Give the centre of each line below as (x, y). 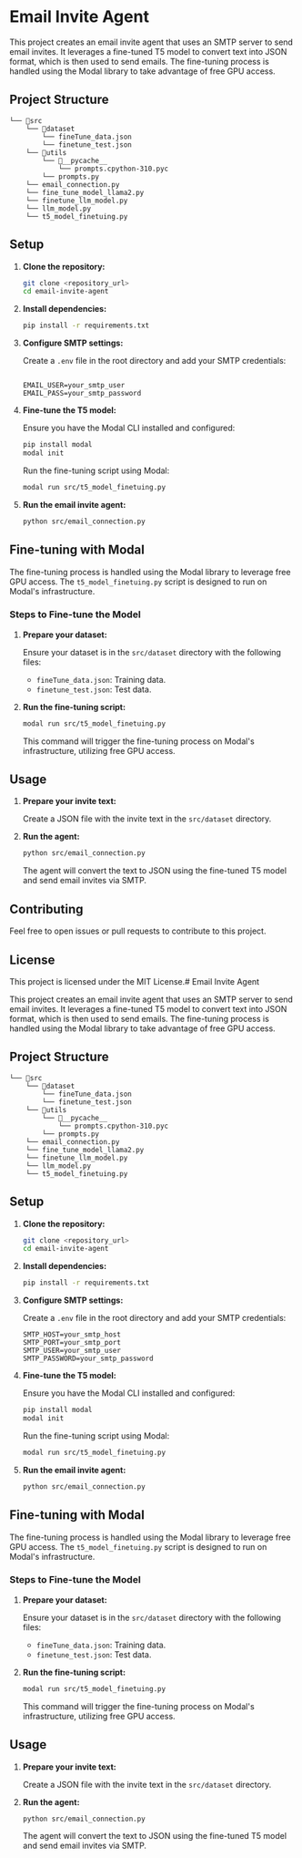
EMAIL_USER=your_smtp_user (74, 386)
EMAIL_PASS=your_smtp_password (82, 394)
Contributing (46, 909)
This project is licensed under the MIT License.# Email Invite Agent (135, 981)
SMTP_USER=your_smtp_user (71, 1351)
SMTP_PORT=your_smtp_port (71, 1343)
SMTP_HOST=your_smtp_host (71, 1335)
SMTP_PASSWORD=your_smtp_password (88, 1359)
